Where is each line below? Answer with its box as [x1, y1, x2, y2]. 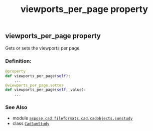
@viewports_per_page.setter [5, 82, 64, 88]
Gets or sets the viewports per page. [5, 45, 81, 51]
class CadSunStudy [12, 120, 50, 126]
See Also [5, 104, 28, 111]
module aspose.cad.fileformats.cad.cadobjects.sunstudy [12, 115, 133, 121]
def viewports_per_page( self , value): [5, 87, 86, 92]
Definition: [5, 57, 32, 64]
